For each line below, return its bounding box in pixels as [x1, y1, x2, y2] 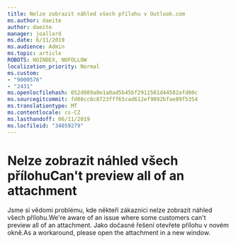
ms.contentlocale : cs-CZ [7, 109, 81, 116]
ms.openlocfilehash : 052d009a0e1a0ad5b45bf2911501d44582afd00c [7, 89, 198, 96]
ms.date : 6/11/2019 [7, 37, 65, 44]
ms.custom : [7, 69, 40, 76]
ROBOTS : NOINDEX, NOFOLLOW [7, 57, 87, 64]
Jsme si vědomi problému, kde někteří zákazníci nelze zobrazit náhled [7, 206, 213, 214]
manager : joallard [7, 30, 62, 37]
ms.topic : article [7, 50, 62, 57]
